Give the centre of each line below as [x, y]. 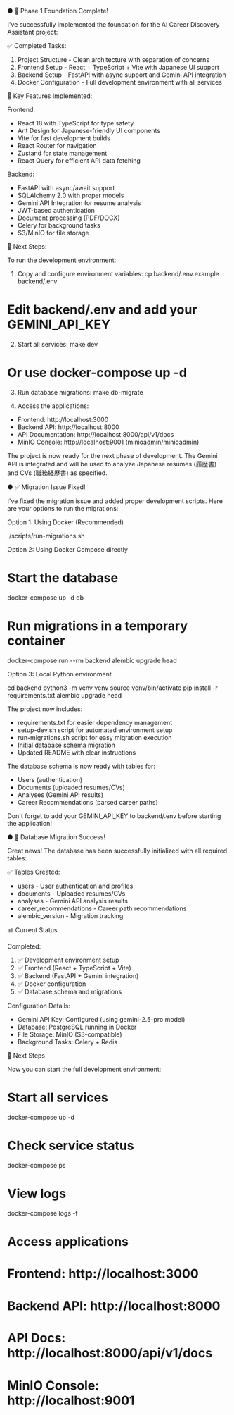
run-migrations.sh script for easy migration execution [95, 737]
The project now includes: [45, 709]
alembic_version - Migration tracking [70, 915]
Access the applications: [53, 406]
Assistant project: [33, 32]
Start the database [63, 578]
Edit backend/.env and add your [102, 310]
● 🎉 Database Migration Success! [56, 837]
